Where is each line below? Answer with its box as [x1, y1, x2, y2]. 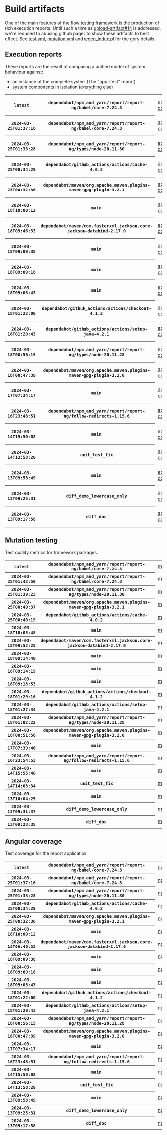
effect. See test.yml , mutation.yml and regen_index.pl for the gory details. [5, 36, 156, 42]
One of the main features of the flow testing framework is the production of [5, 20, 159, 26]
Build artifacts [5, 3, 65, 15]
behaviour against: [5, 69, 43, 75]
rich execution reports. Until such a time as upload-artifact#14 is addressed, [5, 25, 161, 31]
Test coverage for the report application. [5, 850, 88, 856]
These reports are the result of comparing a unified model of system [5, 63, 146, 69]
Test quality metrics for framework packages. [5, 549, 98, 555]
